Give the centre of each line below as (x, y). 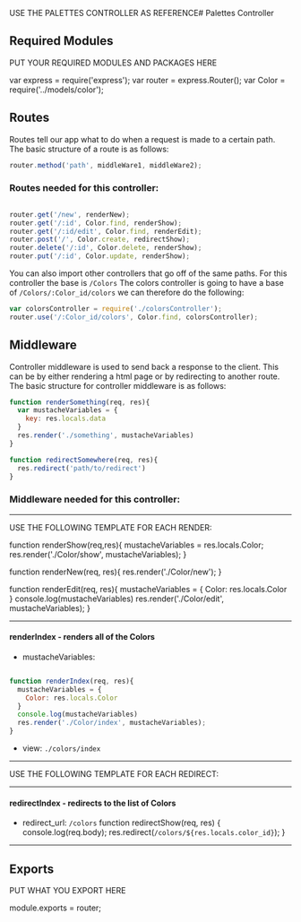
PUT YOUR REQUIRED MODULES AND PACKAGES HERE (113, 63)
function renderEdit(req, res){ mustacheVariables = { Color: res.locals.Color (148, 589)
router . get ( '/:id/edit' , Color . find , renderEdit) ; (106, 231)
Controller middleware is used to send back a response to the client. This (144, 366)
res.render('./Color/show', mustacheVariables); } (98, 554)
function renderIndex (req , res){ (72, 681)
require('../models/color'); (57, 90)
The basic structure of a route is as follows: (89, 149)
